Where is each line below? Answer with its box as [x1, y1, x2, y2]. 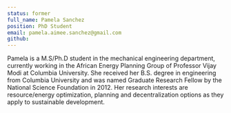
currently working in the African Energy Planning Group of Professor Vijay [7, 62, 217, 70]
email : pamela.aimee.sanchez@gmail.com [7, 29, 122, 36]
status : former [7, 10, 51, 17]
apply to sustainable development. [7, 98, 106, 106]
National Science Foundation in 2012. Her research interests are [7, 84, 188, 92]
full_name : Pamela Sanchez [7, 16, 85, 23]
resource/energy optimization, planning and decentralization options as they [7, 90, 224, 99]
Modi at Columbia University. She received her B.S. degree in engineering [7, 69, 217, 77]
